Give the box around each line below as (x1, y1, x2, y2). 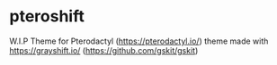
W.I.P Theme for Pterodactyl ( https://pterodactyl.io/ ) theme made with (9, 36, 269, 46)
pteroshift (9, 6, 85, 27)
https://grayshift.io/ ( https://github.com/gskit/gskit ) (9, 45, 199, 55)
